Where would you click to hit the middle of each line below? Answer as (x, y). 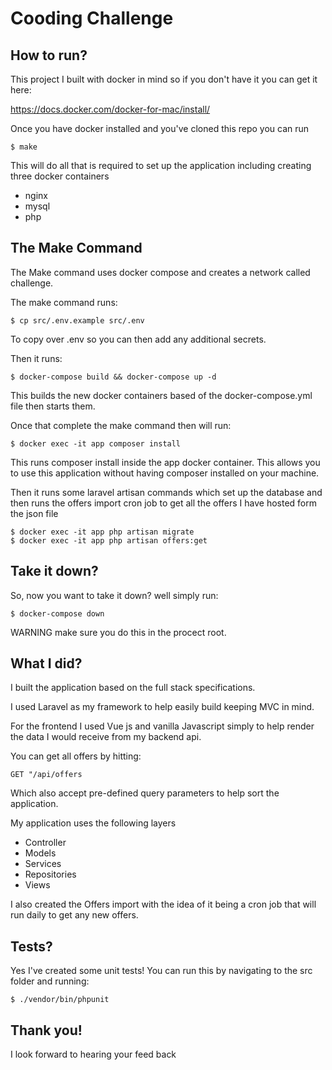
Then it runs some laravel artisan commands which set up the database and (166, 492)
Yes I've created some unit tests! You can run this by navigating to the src (161, 971)
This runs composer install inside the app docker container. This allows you (165, 462)
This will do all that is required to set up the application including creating (161, 165)
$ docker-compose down (57, 613)
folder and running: (50, 981)
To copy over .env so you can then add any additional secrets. (138, 339)
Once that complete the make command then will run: (121, 425)
